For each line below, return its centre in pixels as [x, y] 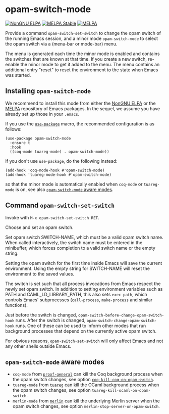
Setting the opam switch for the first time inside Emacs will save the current [84, 263]
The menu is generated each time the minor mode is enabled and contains [82, 54]
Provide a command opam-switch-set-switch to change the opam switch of [83, 33]
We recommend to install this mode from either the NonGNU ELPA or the [80, 103]
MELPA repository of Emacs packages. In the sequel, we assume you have [83, 108]
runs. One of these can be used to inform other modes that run [81, 326]
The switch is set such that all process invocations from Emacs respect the [83, 284]
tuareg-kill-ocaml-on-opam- [121, 391]
